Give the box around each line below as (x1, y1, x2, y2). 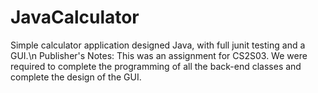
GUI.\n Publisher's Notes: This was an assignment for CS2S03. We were (10, 49, 308, 61)
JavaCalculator (10, 6, 140, 29)
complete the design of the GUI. (10, 71, 142, 83)
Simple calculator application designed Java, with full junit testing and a (10, 39, 306, 51)
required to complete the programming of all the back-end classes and (10, 60, 302, 72)
